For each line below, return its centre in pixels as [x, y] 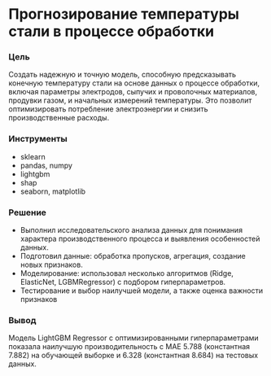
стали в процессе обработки [111, 31]
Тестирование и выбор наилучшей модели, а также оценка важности [142, 291]
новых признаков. [51, 265]
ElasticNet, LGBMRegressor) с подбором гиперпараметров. [123, 282]
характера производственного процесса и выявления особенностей [140, 239]
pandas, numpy [46, 165]
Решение [28, 212]
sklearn [33, 156]
